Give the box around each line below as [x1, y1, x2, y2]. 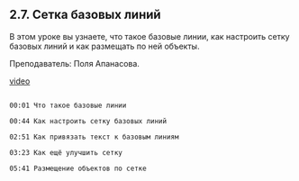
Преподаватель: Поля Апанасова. [9, 58, 140, 68]
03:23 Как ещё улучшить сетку [9, 148, 123, 157]
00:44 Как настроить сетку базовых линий [9, 116, 168, 125]
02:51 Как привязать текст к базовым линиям [9, 132, 179, 141]
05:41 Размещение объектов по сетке [9, 164, 147, 173]
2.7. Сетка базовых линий [9, 7, 161, 23]
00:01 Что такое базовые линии [9, 101, 127, 110]
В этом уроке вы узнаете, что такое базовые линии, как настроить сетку [9, 31, 290, 41]
